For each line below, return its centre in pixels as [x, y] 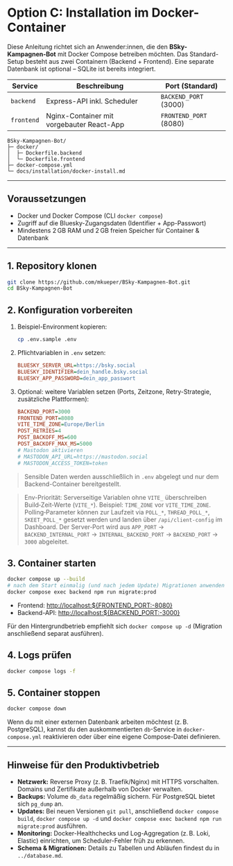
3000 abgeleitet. [46, 542]
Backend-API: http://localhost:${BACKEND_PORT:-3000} [98, 612]
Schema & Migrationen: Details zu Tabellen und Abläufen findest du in [118, 848]
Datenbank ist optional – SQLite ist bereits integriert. [81, 69]
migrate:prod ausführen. [52, 826]
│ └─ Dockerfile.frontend [46, 159]
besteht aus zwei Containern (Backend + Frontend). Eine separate [120, 61]
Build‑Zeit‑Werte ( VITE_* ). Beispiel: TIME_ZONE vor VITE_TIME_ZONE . [118, 505]
